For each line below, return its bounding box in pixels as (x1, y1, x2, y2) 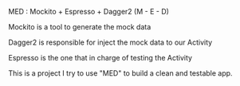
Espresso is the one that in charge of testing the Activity (8, 53, 193, 62)
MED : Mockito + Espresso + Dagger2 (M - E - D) (8, 7, 170, 16)
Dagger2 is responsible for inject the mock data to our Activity (8, 37, 213, 47)
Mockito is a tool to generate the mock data (8, 22, 151, 31)
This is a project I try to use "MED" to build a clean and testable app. (8, 68, 233, 78)
